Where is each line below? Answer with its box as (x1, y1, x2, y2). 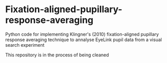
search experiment (5, 42, 45, 48)
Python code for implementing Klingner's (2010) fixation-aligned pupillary (5, 31, 159, 37)
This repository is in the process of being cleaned (5, 52, 109, 58)
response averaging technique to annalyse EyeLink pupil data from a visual (5, 37, 162, 43)
